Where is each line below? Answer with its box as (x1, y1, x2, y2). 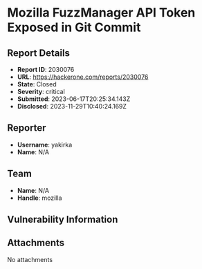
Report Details (7, 47, 71, 59)
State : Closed (17, 80, 57, 88)
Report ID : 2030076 (17, 66, 75, 73)
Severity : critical (17, 88, 66, 95)
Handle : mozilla (17, 194, 62, 202)
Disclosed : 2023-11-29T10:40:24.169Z (17, 102, 127, 110)
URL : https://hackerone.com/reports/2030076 (17, 73, 149, 81)
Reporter (7, 122, 46, 134)
